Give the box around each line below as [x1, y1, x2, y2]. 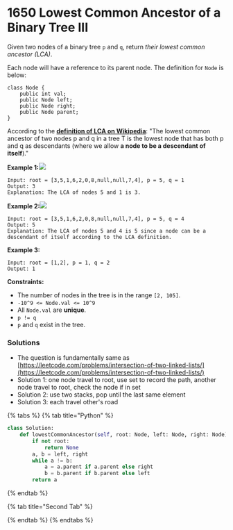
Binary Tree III [7, 19, 89, 35]
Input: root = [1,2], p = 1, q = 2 [7, 259, 110, 266]
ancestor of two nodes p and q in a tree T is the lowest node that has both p [7, 134, 224, 142]
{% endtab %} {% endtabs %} [7, 516, 94, 524]
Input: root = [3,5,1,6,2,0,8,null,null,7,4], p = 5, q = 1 [7, 176, 185, 183]
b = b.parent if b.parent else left [44, 470, 150, 477]
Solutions [7, 338, 40, 347]
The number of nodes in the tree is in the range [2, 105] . [17, 290, 181, 299]
